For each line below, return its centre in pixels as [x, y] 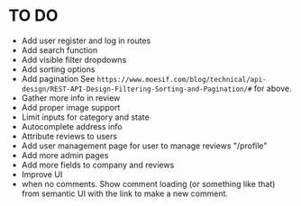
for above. [273, 88]
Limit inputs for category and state [85, 117]
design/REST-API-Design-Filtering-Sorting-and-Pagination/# [137, 89]
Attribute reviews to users [69, 136]
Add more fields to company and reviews [98, 165]
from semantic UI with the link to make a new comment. [125, 193]
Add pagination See [58, 78]
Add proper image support [71, 107]
